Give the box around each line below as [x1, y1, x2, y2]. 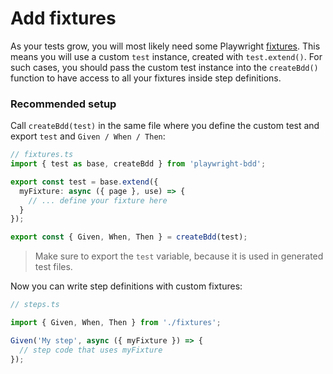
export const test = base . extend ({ [10, 177, 159, 187]
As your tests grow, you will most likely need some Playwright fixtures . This [10, 40, 321, 52]
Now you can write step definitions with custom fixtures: [10, 280, 243, 292]
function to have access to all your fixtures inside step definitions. [10, 72, 282, 84]
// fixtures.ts [10, 150, 74, 160]
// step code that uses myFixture [19, 345, 163, 355]
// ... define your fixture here [28, 195, 168, 206]
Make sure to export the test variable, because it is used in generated [34, 250, 324, 262]
